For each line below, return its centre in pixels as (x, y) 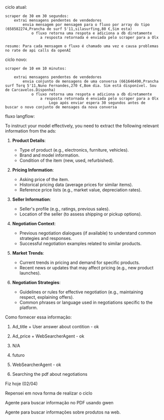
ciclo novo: (16, 59)
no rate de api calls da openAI (38, 51)
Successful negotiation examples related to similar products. (81, 243)
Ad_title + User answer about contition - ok (56, 327)
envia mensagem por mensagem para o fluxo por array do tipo (86, 25)
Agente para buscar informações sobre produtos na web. (63, 412)
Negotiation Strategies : (36, 282)
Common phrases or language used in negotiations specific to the (86, 302)
